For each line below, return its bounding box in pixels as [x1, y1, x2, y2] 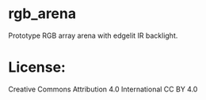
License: [8, 58, 66, 76]
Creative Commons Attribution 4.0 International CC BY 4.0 [8, 84, 198, 94]
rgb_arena [8, 5, 77, 23]
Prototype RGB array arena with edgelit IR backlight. [8, 31, 178, 40]
